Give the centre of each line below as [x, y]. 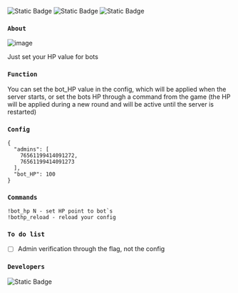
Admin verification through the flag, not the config [91, 249]
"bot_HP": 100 [35, 174]
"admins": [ [32, 149]
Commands [22, 197]
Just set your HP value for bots [53, 57]
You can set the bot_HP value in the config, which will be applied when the [117, 89]
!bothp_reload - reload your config [62, 218]
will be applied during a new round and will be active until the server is [111, 104]
